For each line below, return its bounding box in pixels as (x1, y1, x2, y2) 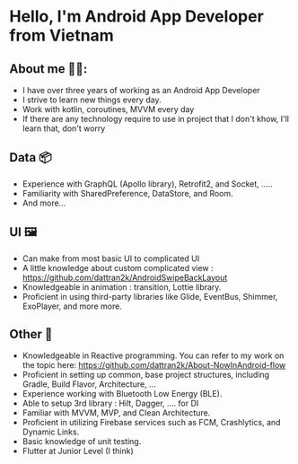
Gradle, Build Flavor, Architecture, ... (22, 379, 156, 390)
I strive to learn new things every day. (22, 94, 162, 105)
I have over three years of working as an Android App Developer (22, 85, 260, 95)
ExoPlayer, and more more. (22, 301, 123, 311)
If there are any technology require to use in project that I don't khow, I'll (22, 114, 290, 124)
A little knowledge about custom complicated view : (22, 262, 214, 273)
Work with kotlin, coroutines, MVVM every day (22, 104, 195, 114)
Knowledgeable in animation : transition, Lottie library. (22, 281, 222, 293)
